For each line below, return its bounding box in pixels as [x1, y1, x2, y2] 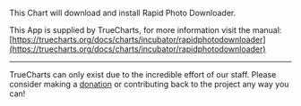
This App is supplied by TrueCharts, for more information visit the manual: [9, 25, 282, 35]
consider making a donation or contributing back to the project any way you [9, 79, 289, 89]
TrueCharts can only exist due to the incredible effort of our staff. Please [9, 69, 277, 79]
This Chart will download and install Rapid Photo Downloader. [9, 8, 236, 18]
